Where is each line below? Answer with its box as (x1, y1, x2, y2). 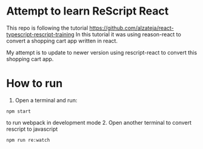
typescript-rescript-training (6, 30, 75, 38)
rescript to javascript (6, 125, 58, 133)
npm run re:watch (6, 137, 50, 143)
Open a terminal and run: (15, 96, 78, 104)
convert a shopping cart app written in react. (6, 37, 118, 44)
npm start (6, 108, 32, 114)
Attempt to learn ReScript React (6, 4, 169, 18)
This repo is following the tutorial (6, 24, 88, 31)
